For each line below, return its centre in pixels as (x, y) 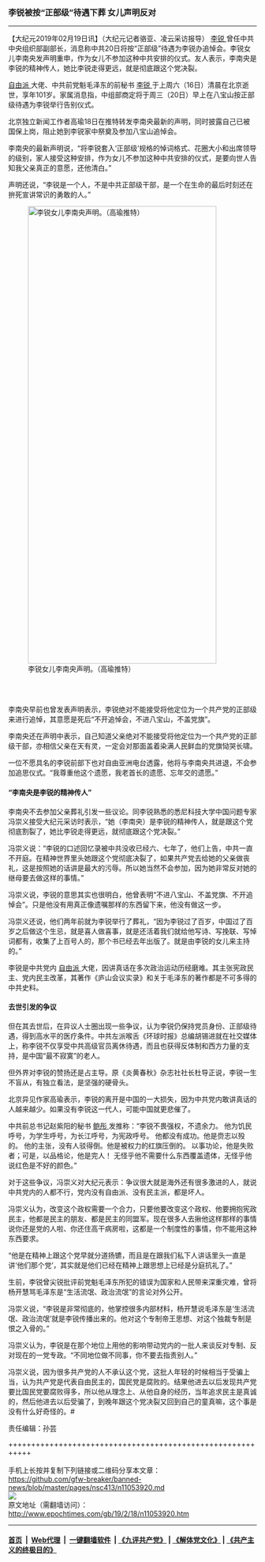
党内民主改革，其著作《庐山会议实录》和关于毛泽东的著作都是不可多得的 (139, 977)
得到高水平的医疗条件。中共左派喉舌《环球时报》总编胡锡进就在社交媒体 (139, 1036)
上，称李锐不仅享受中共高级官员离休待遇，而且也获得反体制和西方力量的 (125, 1046)
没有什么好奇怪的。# (41, 1411)
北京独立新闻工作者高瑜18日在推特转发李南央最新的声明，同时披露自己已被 (129, 122)
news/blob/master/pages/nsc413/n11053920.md (87, 1487)
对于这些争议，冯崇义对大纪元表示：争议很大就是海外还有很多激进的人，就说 (132, 1182)
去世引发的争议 (32, 1007)
